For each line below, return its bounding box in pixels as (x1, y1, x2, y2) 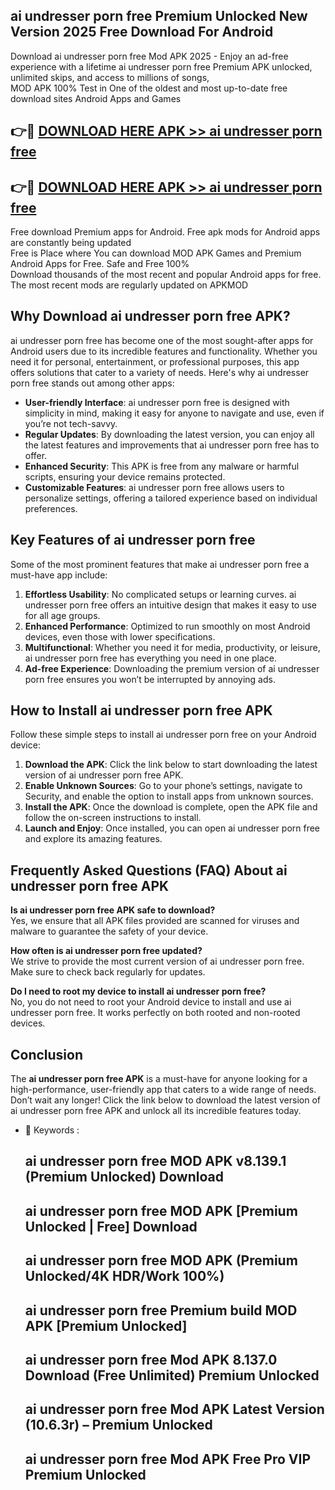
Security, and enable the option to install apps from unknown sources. (24, 790, 314, 803)
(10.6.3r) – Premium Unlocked (24, 1417, 213, 1434)
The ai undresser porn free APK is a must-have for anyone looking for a (10, 1073, 308, 1085)
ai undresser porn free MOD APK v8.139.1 (24, 1153, 287, 1170)
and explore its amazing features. (24, 833, 163, 845)
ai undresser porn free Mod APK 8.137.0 (24, 1352, 278, 1369)
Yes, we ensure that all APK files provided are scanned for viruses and (10, 915, 300, 927)
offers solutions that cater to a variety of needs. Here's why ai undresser (10, 366, 310, 378)
